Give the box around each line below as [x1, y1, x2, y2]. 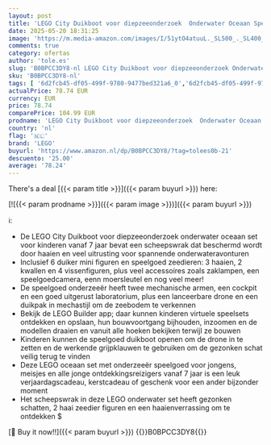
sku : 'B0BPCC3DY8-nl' [8, 72, 81, 80]
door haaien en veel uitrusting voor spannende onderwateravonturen [19, 249, 250, 259]
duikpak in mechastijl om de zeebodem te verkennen [19, 300, 196, 310]
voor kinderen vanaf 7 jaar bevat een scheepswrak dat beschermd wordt [19, 240, 263, 250]
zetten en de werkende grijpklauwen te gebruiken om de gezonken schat [19, 343, 263, 353]
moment [19, 386, 48, 396]
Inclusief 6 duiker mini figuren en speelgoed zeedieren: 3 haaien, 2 [19, 257, 243, 267]
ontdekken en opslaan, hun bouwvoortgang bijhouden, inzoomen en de [19, 318, 258, 327]
